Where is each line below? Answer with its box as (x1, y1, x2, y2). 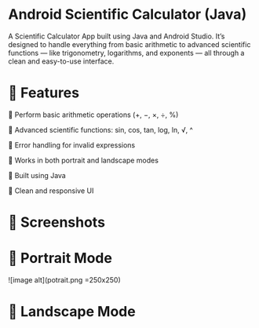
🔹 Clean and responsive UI (8, 186, 94, 195)
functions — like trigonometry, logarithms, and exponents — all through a (8, 48, 245, 57)
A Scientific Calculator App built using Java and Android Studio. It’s (8, 31, 225, 41)
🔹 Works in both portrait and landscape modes (8, 155, 159, 165)
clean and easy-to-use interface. (8, 56, 115, 66)
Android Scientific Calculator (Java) (8, 5, 247, 24)
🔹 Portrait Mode (8, 250, 112, 268)
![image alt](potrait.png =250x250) (8, 275, 121, 284)
